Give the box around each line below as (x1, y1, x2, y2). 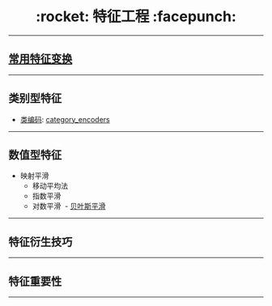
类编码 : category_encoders (19, 114, 111, 124)
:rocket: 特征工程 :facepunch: (35, 7, 236, 26)
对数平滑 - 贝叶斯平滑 (32, 202, 106, 211)
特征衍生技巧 (8, 235, 73, 249)
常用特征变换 (8, 52, 73, 66)
